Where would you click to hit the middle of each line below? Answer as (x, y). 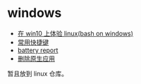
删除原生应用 (36, 59)
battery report (38, 50)
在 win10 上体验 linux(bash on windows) (75, 33)
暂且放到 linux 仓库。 (38, 73)
